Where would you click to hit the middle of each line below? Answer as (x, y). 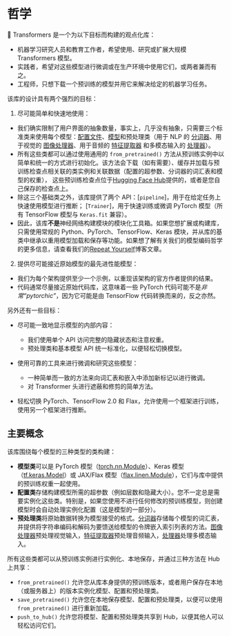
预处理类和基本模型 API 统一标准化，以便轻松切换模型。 (107, 348)
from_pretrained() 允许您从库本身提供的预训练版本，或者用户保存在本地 (120, 582)
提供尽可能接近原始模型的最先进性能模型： (78, 263)
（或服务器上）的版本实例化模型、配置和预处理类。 (90, 590)
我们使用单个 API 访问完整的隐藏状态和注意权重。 (97, 339)
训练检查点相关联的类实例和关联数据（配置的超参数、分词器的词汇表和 (117, 171)
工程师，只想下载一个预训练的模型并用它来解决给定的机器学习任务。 (114, 84)
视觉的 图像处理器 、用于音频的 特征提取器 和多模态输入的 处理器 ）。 (119, 145)
